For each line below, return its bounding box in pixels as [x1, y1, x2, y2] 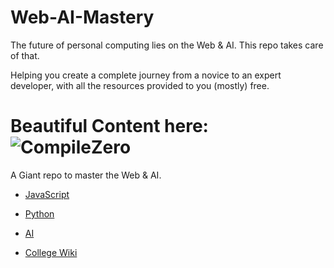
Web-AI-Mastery [10, 6, 155, 29]
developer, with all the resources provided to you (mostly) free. [10, 79, 270, 91]
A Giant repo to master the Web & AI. [10, 169, 162, 181]
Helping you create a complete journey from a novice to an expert [10, 69, 282, 81]
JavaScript [24, 188, 70, 200]
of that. [10, 49, 40, 61]
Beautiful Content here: [10, 115, 209, 138]
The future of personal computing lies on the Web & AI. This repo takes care [10, 39, 324, 51]
